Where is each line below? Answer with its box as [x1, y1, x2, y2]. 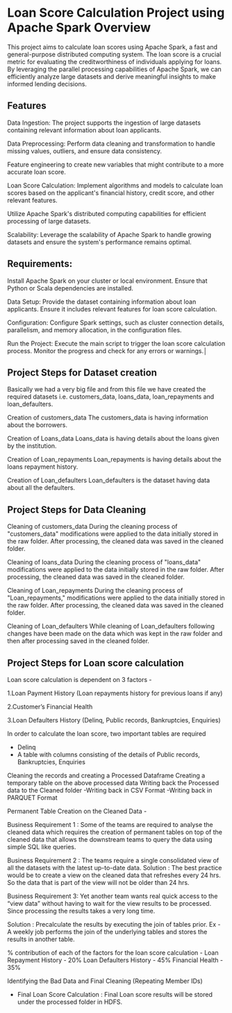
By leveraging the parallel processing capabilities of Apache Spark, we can [7, 65, 222, 73]
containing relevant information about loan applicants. [7, 125, 162, 134]
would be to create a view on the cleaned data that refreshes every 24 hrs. [7, 871, 221, 879]
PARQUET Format [7, 794, 58, 802]
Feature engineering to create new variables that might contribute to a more [7, 160, 224, 169]
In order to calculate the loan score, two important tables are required [7, 729, 206, 738]
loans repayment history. [7, 463, 78, 471]
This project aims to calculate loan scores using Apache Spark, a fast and [7, 42, 217, 51]
